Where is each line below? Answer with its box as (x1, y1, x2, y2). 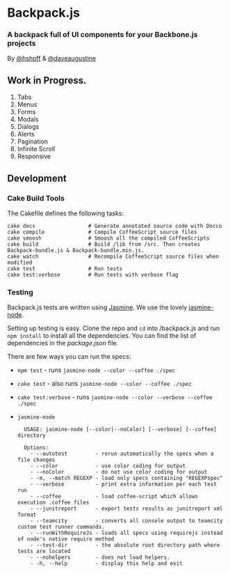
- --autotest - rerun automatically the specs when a (30, 451, 214, 458)
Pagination (17, 137, 49, 146)
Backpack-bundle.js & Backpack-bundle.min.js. (7, 247, 145, 254)
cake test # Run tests (7, 265, 123, 272)
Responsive (17, 152, 51, 161)
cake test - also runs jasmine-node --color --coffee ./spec (17, 380, 192, 388)
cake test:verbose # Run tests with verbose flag (7, 271, 179, 278)
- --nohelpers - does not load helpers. (30, 554, 170, 561)
